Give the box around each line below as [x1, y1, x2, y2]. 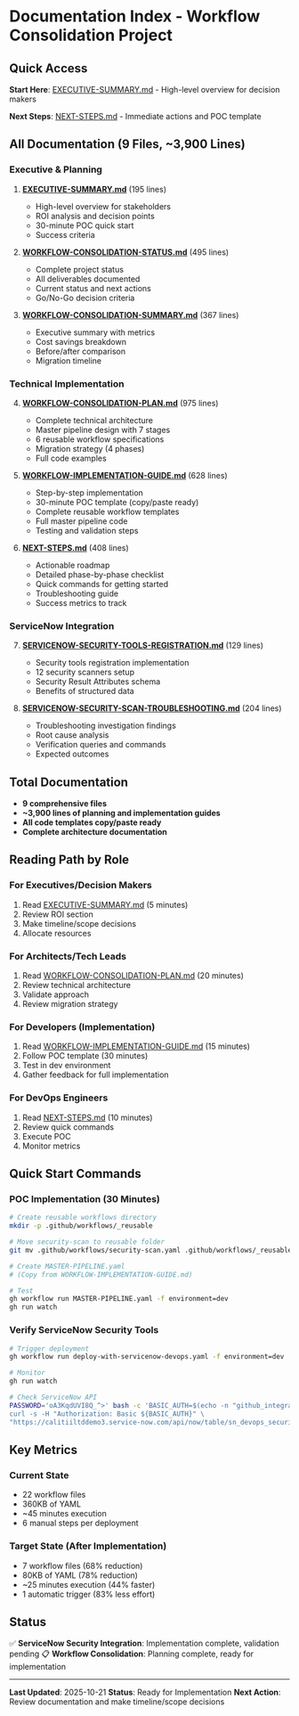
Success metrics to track [35, 597, 127, 608]
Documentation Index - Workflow [9, 6, 261, 27]
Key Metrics [9, 1442, 78, 1458]
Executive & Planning [9, 163, 102, 176]
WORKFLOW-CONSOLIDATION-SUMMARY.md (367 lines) [21, 309, 239, 320]
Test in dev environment [21, 1060, 111, 1071]
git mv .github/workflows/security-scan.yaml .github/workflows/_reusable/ [9, 1246, 296, 1254]
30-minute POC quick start [35, 220, 134, 231]
